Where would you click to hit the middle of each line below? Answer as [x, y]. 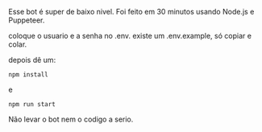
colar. [18, 44]
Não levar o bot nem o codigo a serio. [71, 119]
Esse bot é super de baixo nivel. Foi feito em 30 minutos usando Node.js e [131, 12]
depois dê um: [32, 60]
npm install [28, 75]
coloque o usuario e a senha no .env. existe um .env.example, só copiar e [130, 36]
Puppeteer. [27, 20]
